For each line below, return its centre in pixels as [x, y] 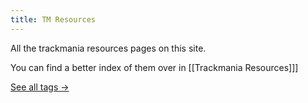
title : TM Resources [53, 19]
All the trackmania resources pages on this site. [108, 48]
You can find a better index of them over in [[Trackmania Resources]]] [154, 67]
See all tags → [40, 87]
